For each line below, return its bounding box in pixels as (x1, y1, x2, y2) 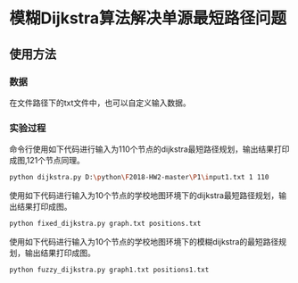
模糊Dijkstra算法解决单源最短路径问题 (9, 8, 287, 29)
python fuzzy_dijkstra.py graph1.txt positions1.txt (9, 265, 210, 274)
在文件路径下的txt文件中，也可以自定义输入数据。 (9, 97, 192, 108)
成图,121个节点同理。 (9, 155, 85, 166)
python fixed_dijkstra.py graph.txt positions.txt (9, 220, 202, 229)
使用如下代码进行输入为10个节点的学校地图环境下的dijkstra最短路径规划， (9, 190, 279, 201)
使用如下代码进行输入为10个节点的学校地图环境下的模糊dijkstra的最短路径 (9, 236, 279, 246)
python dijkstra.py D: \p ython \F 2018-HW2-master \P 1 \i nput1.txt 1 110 (9, 173, 269, 182)
